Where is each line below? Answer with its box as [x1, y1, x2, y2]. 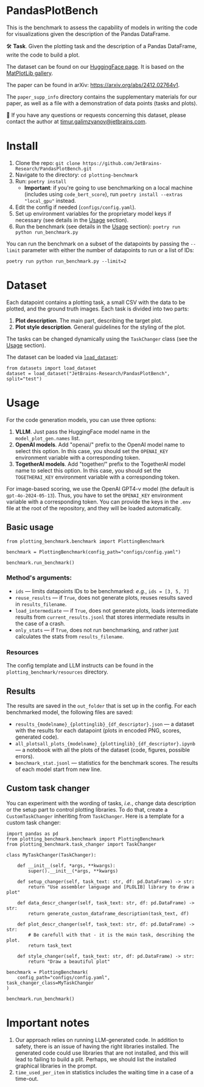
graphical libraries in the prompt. [15, 1062, 97, 1069]
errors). [15, 753, 35, 760]
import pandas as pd [6, 831, 59, 837]
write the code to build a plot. [6, 51, 80, 58]
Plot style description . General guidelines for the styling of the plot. [15, 323, 186, 331]
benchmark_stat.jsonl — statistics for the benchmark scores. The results [15, 759, 199, 766]
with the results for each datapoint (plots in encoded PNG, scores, [15, 726, 181, 734]
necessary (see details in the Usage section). [15, 216, 129, 223]
